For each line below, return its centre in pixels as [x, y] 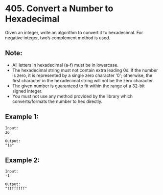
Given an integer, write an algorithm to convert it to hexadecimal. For [74, 32]
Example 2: [23, 160]
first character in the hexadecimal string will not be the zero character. [83, 80]
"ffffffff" [16, 189]
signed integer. [27, 91]
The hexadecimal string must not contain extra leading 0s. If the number [85, 70]
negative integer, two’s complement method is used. [58, 38]
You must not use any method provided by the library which [72, 96]
